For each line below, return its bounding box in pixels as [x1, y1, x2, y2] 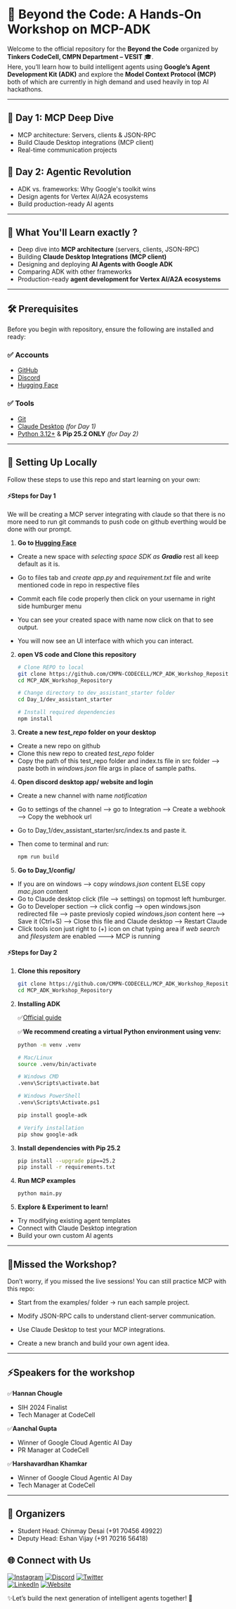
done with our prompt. [7, 525, 72, 533]
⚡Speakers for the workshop [7, 1367, 136, 1379]
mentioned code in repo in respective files [17, 580, 140, 589]
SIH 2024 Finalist [17, 1403, 68, 1411]
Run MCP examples [17, 1177, 76, 1185]
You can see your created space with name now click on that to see [17, 615, 214, 624]
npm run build [17, 853, 59, 860]
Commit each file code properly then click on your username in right [17, 594, 216, 603]
